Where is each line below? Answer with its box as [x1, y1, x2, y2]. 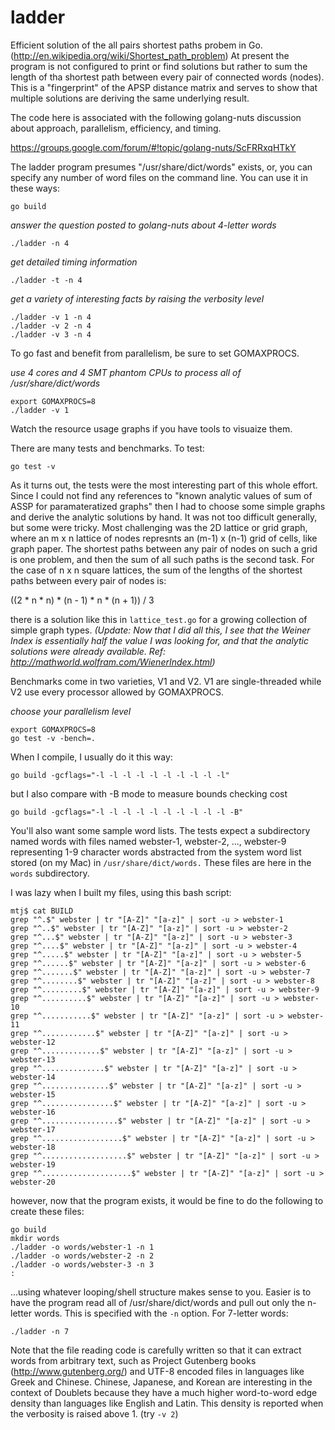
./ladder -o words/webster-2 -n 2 [10, 1251, 155, 1261]
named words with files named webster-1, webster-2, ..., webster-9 [10, 835, 287, 847]
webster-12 [10, 1037, 56, 1047]
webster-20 [10, 1177, 56, 1187]
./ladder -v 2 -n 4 [10, 321, 92, 331]
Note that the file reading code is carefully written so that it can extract [10, 1344, 302, 1356]
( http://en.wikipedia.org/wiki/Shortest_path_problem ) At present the [10, 49, 290, 61]
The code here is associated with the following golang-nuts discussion [10, 111, 302, 123]
